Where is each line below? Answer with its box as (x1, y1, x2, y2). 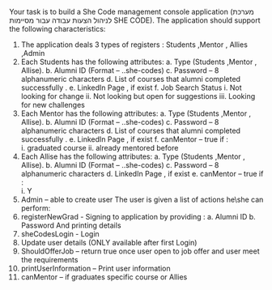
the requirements (20, 255, 79, 264)
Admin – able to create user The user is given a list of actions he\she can (20, 194, 264, 204)
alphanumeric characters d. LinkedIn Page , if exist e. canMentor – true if (20, 169, 264, 178)
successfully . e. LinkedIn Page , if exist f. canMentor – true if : (20, 134, 229, 144)
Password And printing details (20, 220, 121, 230)
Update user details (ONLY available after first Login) (20, 238, 198, 247)
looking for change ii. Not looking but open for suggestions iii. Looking (20, 92, 256, 100)
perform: (20, 203, 51, 213)
